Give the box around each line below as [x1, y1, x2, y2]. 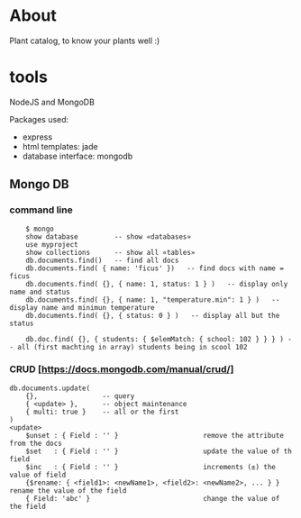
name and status [9, 287, 70, 296]
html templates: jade [22, 141, 98, 151]
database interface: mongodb [22, 150, 133, 161]
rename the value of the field [9, 486, 127, 495]
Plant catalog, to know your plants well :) [9, 35, 160, 46]
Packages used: [9, 114, 69, 124]
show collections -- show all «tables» [25, 248, 196, 257]
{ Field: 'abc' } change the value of [25, 494, 280, 503]
